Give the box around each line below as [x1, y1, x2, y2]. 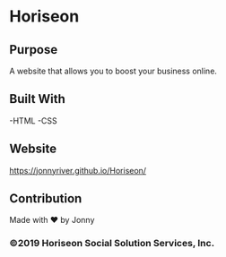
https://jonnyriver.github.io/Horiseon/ [9, 165, 146, 176]
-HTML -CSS [9, 115, 58, 126]
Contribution [9, 191, 83, 207]
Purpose [9, 42, 58, 57]
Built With [9, 91, 65, 107]
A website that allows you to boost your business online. [9, 65, 218, 76]
